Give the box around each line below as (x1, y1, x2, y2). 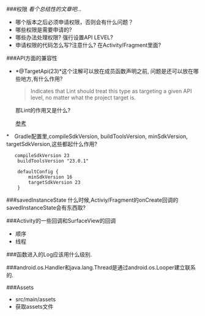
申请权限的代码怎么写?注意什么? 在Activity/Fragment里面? (15, 42, 161, 48)
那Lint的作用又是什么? (15, 107, 71, 114)
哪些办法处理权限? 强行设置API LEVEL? (15, 34, 113, 41)
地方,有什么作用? (20, 75, 63, 82)
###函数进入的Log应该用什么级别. (6, 251, 92, 258)
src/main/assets (15, 296, 56, 303)
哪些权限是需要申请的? (15, 26, 72, 33)
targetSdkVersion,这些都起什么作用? (6, 141, 98, 147)
